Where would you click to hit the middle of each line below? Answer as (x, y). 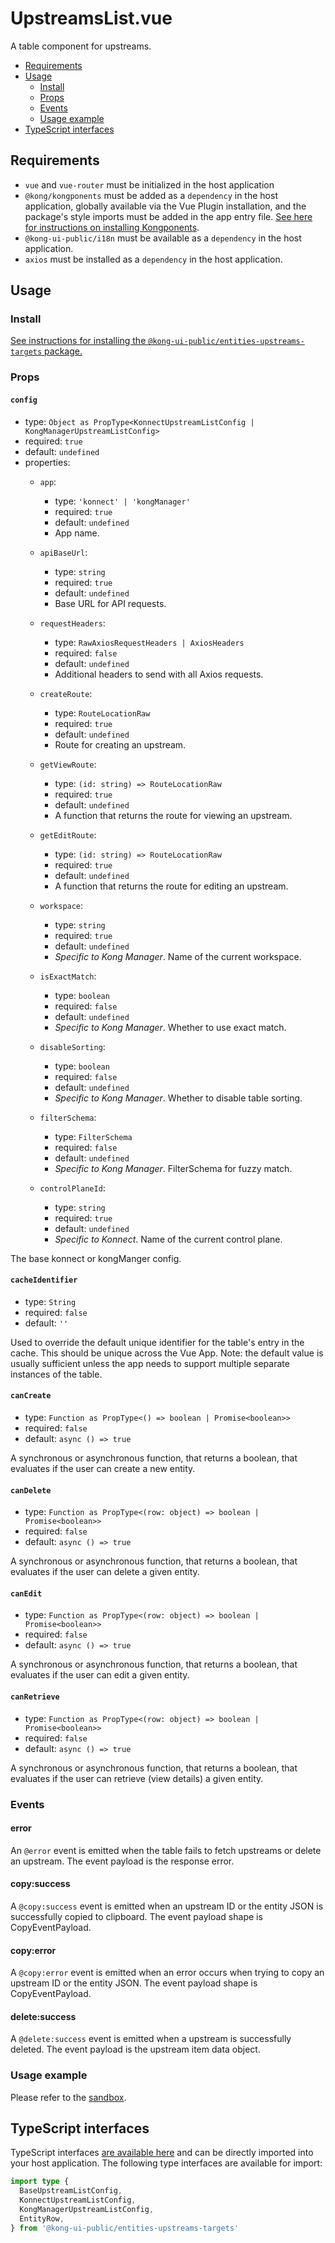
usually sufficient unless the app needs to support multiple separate (150, 1363)
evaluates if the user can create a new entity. (103, 1468)
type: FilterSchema (93, 1136)
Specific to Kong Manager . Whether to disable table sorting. (178, 1098)
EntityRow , (42, 2218)
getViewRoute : (68, 764)
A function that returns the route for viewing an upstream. (173, 815)
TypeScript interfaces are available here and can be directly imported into (162, 2153)
